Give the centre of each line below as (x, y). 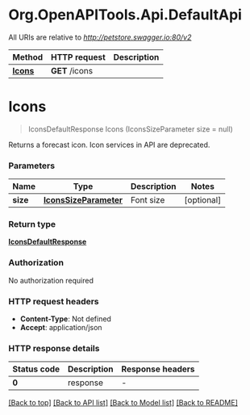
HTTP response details (54, 348)
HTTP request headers (54, 301)
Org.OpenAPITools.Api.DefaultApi (125, 15)
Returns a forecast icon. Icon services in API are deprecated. (109, 145)
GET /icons (72, 70)
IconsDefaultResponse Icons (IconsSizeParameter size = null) (131, 129)
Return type (32, 224)
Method (28, 57)
